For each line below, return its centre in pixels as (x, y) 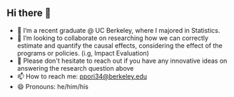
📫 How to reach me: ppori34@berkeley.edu (82, 76)
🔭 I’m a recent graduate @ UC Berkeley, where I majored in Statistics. (118, 30)
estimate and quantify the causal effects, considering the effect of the (119, 45)
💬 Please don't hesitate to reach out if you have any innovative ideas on (122, 61)
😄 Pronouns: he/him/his (52, 86)
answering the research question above (75, 68)
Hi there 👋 (29, 13)
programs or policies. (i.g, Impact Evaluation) (83, 53)
